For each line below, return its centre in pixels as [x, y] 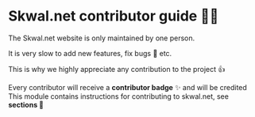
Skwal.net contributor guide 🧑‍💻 [114, 16]
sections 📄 [26, 104]
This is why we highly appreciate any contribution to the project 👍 [117, 69]
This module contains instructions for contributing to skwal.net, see [118, 96]
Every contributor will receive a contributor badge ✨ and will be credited [128, 87]
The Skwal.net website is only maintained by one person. [102, 38]
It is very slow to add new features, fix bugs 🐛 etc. [90, 53]
